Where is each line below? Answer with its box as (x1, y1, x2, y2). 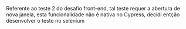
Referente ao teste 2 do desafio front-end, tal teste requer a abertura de (6, 5, 180, 12)
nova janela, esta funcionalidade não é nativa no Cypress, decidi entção (6, 11, 180, 18)
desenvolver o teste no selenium (6, 17, 85, 24)
